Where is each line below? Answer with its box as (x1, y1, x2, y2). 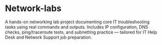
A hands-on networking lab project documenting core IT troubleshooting (5, 19, 150, 25)
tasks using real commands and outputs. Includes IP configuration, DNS (5, 24, 148, 30)
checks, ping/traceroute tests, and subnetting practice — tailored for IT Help (5, 29, 157, 35)
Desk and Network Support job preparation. (5, 34, 92, 40)
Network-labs (5, 3, 62, 14)
